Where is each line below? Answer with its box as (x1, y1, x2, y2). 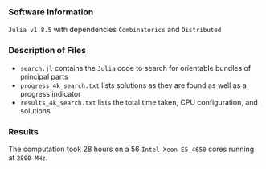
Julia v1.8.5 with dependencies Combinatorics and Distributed (8, 25, 222, 35)
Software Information (8, 6, 94, 18)
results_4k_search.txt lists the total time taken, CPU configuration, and (19, 97, 259, 107)
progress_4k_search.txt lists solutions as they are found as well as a (19, 80, 247, 90)
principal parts (19, 72, 68, 81)
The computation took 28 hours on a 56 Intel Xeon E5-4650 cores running (8, 144, 255, 154)
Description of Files (8, 45, 87, 56)
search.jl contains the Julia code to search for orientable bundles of (19, 63, 252, 72)
